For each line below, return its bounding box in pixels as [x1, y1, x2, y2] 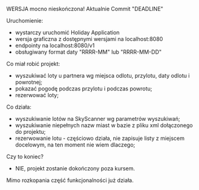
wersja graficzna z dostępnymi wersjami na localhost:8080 [15, 35, 163, 42]
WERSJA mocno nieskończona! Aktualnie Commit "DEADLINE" [6, 5, 164, 12]
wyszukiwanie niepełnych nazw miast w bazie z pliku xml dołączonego [15, 122, 193, 129]
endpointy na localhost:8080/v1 [15, 42, 95, 49]
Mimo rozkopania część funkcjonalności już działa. [6, 177, 134, 184]
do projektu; [15, 128, 46, 135]
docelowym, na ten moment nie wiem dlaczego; [15, 141, 136, 148]
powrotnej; [15, 79, 43, 86]
